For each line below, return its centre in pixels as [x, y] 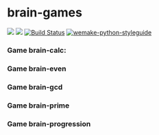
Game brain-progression [49, 123]
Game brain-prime [38, 106]
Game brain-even [37, 69]
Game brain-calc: [37, 50]
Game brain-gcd [35, 87]
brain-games [45, 13]
